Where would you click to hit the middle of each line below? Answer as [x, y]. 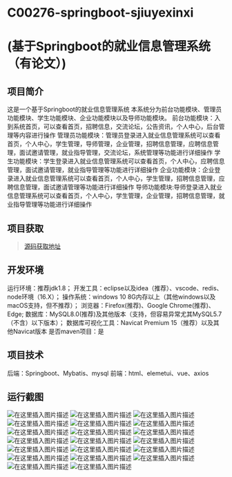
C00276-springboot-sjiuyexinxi [100, 13]
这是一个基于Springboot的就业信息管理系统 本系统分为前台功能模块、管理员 [115, 109]
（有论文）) [37, 64]
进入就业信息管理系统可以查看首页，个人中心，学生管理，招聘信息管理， [116, 178]
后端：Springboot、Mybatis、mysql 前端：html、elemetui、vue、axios [108, 373]
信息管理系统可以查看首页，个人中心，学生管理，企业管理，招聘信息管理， [113, 196]
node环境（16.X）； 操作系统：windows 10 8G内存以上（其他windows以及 [112, 297]
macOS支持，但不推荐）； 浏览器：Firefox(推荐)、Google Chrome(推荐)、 [111, 305]
